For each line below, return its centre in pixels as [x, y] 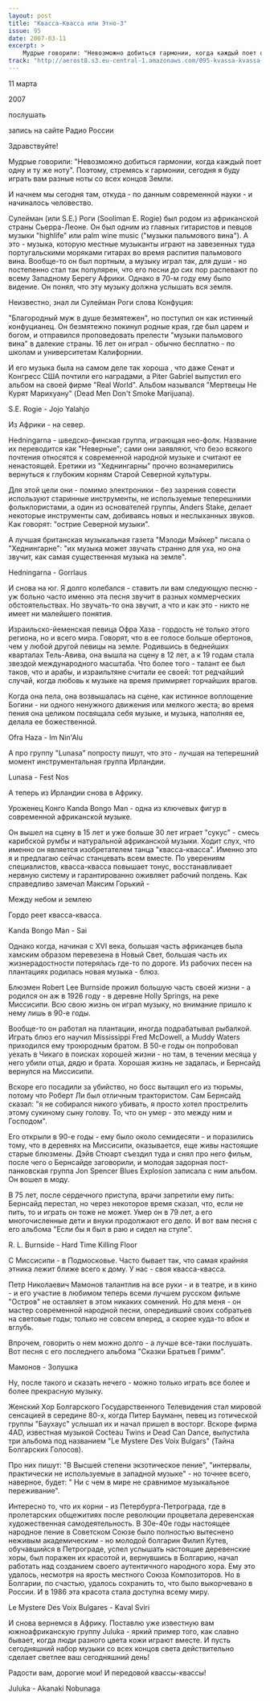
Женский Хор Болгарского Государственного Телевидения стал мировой [135, 1407]
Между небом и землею [50, 899]
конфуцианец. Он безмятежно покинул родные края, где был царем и [129, 326]
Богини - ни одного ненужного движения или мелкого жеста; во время [131, 704]
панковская [29, 1171]
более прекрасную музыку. [56, 1391]
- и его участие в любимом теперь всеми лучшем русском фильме [125, 1293]
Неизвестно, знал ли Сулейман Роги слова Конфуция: [101, 302]
